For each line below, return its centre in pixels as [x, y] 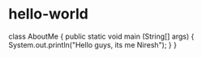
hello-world [49, 14]
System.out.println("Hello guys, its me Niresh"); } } [92, 44]
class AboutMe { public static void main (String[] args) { [101, 36]
